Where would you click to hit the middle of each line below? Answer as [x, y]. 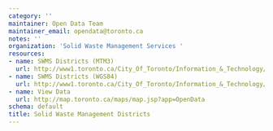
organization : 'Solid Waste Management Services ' [96, 46]
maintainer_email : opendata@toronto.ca [76, 31]
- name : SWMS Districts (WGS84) [63, 76]
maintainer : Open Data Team [56, 24]
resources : [27, 54]
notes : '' [25, 39]
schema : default [36, 107]
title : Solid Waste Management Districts [80, 115]
